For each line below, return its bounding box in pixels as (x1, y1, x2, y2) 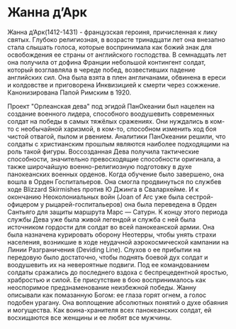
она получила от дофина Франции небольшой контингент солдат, (7, 58, 206, 66)
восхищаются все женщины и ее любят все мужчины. (7, 313, 172, 322)
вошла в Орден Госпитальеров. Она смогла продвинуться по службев (7, 177, 222, 185)
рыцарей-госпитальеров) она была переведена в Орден (45, 200, 218, 208)
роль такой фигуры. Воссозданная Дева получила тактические (7, 147, 200, 156)
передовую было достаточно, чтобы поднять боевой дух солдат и (7, 253, 208, 261)
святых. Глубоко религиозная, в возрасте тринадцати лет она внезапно (7, 35, 225, 43)
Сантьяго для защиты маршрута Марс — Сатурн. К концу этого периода (7, 207, 228, 216)
